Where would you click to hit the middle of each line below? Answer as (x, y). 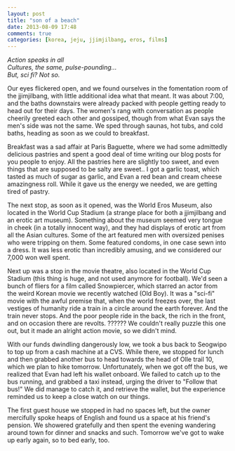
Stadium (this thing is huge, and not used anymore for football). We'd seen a (117, 279)
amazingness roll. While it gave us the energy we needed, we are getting (112, 184)
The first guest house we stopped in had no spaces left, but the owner (109, 410)
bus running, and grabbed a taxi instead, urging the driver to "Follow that (112, 382)
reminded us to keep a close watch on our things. (79, 397)
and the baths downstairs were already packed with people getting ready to (117, 103)
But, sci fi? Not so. (34, 75)
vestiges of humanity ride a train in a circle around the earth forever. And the (118, 308)
